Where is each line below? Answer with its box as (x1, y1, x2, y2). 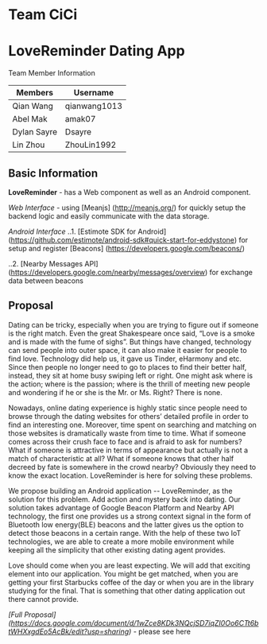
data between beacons (8, 276, 83, 285)
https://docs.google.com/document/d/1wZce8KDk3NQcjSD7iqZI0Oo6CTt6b (10, 618, 259, 627)
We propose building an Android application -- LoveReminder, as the (8, 486, 233, 495)
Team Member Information (8, 68, 95, 78)
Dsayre (64, 126, 92, 138)
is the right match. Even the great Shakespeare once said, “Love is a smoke (8, 328, 256, 338)
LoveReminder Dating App (8, 42, 185, 60)
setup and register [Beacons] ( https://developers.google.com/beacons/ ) (8, 243, 245, 253)
